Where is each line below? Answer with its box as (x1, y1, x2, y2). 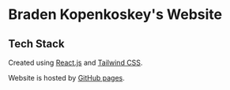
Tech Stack (8, 37, 65, 51)
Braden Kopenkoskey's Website (8, 6, 223, 24)
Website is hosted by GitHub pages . (8, 73, 125, 82)
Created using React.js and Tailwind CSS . (8, 58, 143, 67)
